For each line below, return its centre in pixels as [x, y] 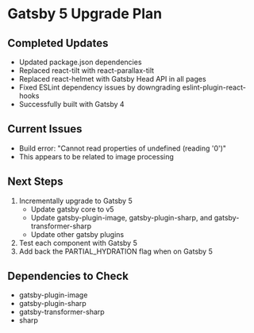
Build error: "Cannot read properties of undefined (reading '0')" [123, 148]
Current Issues [45, 129]
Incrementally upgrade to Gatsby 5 [75, 201]
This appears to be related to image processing [96, 156]
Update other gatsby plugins [77, 234]
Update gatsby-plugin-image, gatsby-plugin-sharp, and [121, 217]
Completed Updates [58, 43]
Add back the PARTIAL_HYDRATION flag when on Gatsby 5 [116, 251]
